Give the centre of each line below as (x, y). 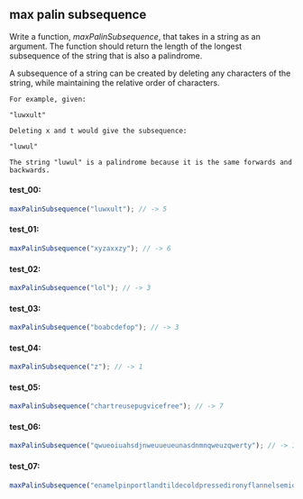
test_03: (25, 308)
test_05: (25, 387)
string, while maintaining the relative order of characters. (115, 82)
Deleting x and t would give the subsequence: (98, 131)
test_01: (24, 230)
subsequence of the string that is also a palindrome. (106, 55)
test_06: (25, 426)
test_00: (25, 190)
